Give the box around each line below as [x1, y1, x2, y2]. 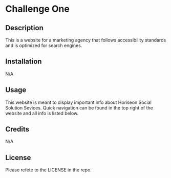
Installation [5, 57, 42, 66]
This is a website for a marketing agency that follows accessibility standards [5, 37, 166, 43]
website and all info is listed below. [5, 110, 78, 116]
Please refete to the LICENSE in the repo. [5, 167, 92, 173]
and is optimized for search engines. [5, 42, 82, 49]
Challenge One [5, 3, 70, 15]
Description [5, 24, 44, 32]
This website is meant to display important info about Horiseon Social [5, 99, 152, 105]
